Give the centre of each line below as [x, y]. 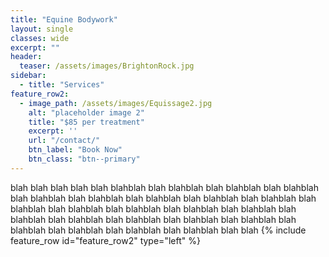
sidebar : [28, 76]
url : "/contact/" [64, 141]
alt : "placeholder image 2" [86, 112]
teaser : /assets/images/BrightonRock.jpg [107, 66]
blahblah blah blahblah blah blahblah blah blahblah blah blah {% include [158, 230]
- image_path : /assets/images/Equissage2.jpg [116, 103]
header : [26, 57]
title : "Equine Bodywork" [64, 19]
